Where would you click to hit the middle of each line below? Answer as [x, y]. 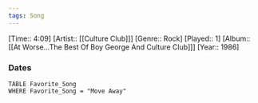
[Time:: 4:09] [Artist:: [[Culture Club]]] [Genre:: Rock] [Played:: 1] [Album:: [129, 38]
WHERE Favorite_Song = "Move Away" [67, 91]
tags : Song [26, 16]
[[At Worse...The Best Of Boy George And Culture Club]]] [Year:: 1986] [124, 47]
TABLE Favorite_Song [43, 84]
